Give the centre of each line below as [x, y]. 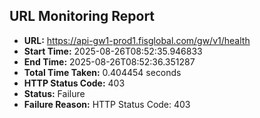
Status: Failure [54, 93]
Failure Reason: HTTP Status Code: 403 [107, 104]
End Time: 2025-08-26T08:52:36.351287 [109, 61]
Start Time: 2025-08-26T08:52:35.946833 [113, 51]
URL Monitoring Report [82, 16]
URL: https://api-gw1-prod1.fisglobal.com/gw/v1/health [137, 40]
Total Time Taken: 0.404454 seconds [102, 72]
